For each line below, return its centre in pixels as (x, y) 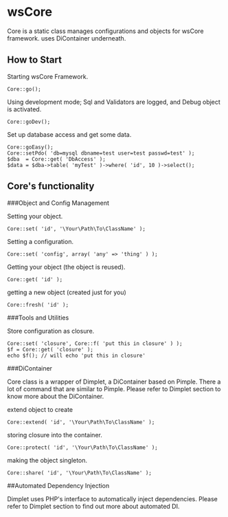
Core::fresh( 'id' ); (38, 305)
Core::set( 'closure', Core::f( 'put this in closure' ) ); (95, 343)
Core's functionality (51, 186)
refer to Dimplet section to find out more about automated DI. (93, 506)
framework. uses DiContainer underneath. (67, 38)
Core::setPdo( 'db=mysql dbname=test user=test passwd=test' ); (101, 153)
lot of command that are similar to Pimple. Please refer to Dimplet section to (114, 388)
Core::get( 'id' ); (35, 279)
